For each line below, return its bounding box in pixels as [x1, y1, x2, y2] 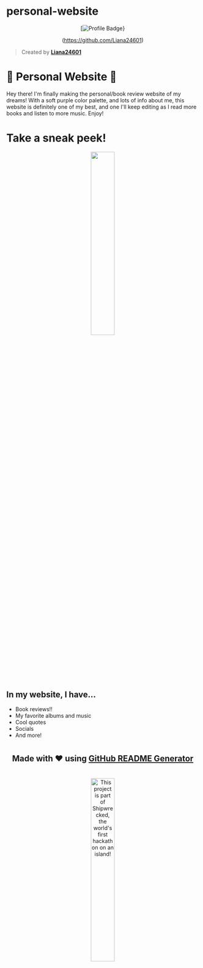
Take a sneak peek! [6, 131, 106, 145]
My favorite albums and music [15, 712, 92, 720]
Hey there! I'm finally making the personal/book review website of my [6, 90, 182, 97]
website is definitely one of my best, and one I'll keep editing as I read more [6, 103, 197, 110]
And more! [15, 731, 42, 739]
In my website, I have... [6, 690, 97, 699]
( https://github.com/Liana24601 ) [62, 36, 144, 44]
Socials [15, 725, 34, 733]
